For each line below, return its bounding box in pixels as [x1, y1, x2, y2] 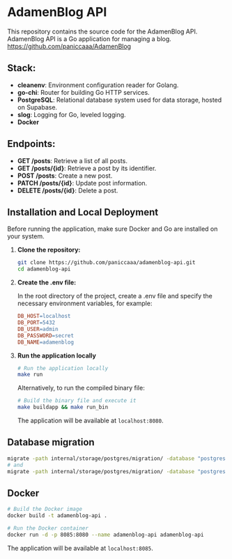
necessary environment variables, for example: [17, 299, 153, 307]
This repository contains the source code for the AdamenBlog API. [7, 27, 198, 36]
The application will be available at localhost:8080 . [17, 416, 164, 424]
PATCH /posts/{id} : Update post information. [17, 178, 148, 187]
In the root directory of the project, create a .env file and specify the [17, 292, 212, 300]
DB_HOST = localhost [17, 313, 71, 320]
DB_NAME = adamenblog [17, 339, 75, 346]
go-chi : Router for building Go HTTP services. [17, 88, 150, 96]
